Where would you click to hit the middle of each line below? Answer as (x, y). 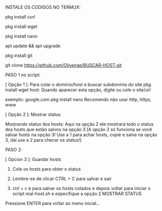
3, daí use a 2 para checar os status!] (43, 140)
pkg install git (19, 55)
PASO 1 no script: (23, 75)
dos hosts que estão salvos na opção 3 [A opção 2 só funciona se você (79, 129)
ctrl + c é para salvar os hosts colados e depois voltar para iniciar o (81, 188)
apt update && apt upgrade (33, 46)
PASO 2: (14, 150)
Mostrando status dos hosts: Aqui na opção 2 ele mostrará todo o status (79, 124)
